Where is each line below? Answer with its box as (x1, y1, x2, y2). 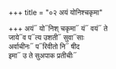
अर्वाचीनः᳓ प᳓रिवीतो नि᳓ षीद (8, 42, 80, 51)
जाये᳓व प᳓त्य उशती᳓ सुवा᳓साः (8, 33, 85, 42)
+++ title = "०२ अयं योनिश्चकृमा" (8, 8, 103, 17)
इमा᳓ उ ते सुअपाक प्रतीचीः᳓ (8, 51, 77, 60)
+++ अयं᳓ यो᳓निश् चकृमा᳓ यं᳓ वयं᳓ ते (8, 24, 108, 33)
